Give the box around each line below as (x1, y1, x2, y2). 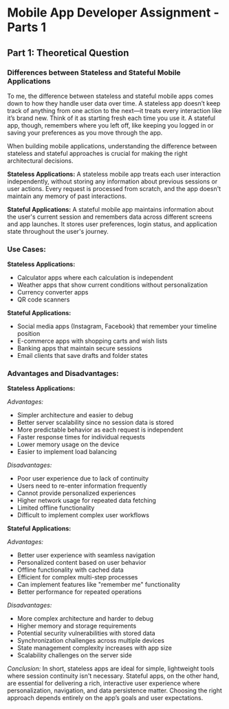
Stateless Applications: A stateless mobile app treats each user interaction (7, 170, 221, 178)
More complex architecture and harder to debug (17, 615, 153, 623)
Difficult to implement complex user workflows (17, 511, 150, 519)
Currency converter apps (17, 288, 89, 297)
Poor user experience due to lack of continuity (17, 475, 149, 483)
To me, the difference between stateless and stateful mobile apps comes (7, 92, 214, 100)
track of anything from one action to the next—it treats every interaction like (7, 106, 222, 114)
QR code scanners (17, 295, 70, 304)
